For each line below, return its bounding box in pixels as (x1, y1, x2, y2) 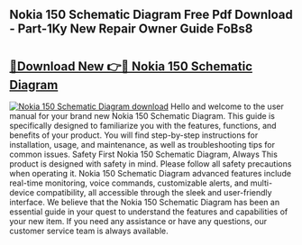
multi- (250, 177, 273, 188)
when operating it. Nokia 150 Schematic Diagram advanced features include (9, 168, 291, 178)
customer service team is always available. (9, 225, 169, 236)
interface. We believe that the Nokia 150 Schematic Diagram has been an (9, 197, 280, 207)
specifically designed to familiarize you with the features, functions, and (9, 121, 277, 131)
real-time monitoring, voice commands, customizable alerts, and (9, 177, 249, 188)
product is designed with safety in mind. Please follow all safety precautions (9, 159, 292, 169)
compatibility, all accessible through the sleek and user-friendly (35, 187, 272, 197)
